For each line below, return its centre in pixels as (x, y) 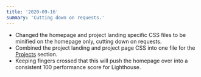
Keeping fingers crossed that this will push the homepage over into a (101, 61)
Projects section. (36, 54)
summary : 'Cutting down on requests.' (55, 18)
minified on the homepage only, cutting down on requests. (88, 41)
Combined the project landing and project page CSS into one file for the (105, 48)
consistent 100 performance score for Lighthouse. (78, 67)
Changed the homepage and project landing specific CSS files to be (100, 35)
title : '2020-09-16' (33, 12)
